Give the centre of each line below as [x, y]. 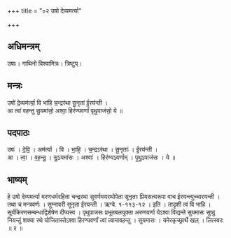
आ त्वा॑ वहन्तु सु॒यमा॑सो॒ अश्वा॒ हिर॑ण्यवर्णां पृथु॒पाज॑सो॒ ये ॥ [65, 110]
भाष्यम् [17, 180]
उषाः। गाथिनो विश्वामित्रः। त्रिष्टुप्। [45, 64]
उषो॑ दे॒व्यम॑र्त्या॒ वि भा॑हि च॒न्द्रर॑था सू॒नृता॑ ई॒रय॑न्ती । [58, 103]
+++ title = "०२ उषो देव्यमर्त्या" [44, 11]
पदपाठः [19, 133]
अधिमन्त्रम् [23, 46]
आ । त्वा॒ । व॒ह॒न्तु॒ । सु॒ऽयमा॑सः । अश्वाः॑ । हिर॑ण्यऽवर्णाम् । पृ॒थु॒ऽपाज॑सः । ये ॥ [91, 158]
